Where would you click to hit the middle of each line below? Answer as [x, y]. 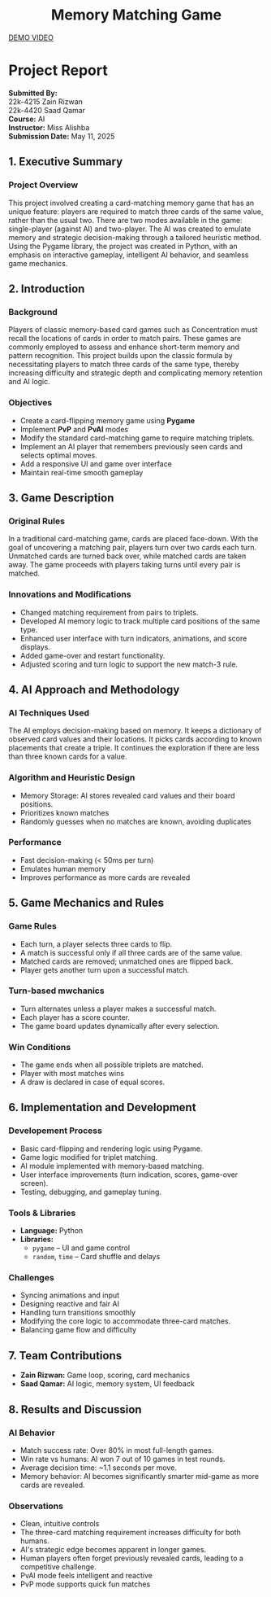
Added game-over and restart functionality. [92, 655]
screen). [34, 1183]
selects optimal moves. [58, 455]
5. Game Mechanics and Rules [86, 903]
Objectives [30, 403]
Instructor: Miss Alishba [49, 127]
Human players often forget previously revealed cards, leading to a [131, 1558]
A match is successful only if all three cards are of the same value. [131, 952]
